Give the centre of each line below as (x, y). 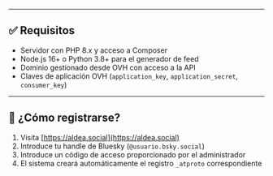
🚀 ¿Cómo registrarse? (64, 118)
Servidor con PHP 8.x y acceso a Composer (94, 50)
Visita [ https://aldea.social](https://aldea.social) (100, 137)
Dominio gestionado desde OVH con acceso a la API (108, 67)
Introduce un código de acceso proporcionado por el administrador (133, 154)
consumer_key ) (43, 84)
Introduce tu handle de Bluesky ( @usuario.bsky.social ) (113, 146)
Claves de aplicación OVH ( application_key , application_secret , (129, 76)
